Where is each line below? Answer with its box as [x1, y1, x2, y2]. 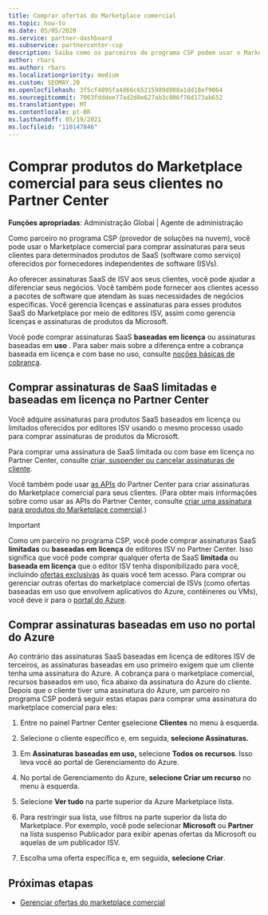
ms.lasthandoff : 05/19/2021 [8, 116, 102, 124]
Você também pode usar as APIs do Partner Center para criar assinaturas [8, 479, 250, 489]
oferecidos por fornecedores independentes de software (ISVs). [8, 259, 219, 268]
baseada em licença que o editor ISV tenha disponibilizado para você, [8, 560, 240, 571]
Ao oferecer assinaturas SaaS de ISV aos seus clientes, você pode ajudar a [8, 274, 255, 283]
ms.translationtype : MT [8, 101, 88, 109]
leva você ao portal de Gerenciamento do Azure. [19, 758, 179, 767]
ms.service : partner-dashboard [8, 34, 112, 42]
